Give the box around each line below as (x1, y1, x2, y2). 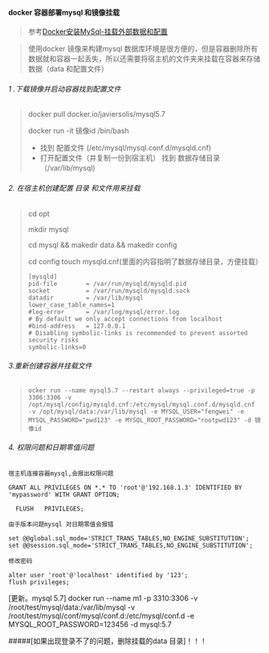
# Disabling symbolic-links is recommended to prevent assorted (27, 329, 248, 337)
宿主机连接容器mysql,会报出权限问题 (8, 469, 114, 478)
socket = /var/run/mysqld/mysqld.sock (27, 287, 190, 295)
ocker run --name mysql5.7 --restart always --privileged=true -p (27, 386, 255, 395)
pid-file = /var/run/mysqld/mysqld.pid (27, 279, 187, 287)
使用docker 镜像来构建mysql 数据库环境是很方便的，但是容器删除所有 (27, 44, 259, 54)
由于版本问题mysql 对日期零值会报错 (8, 520, 114, 529)
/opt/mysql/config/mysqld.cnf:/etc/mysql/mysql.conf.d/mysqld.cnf (27, 400, 255, 408)
